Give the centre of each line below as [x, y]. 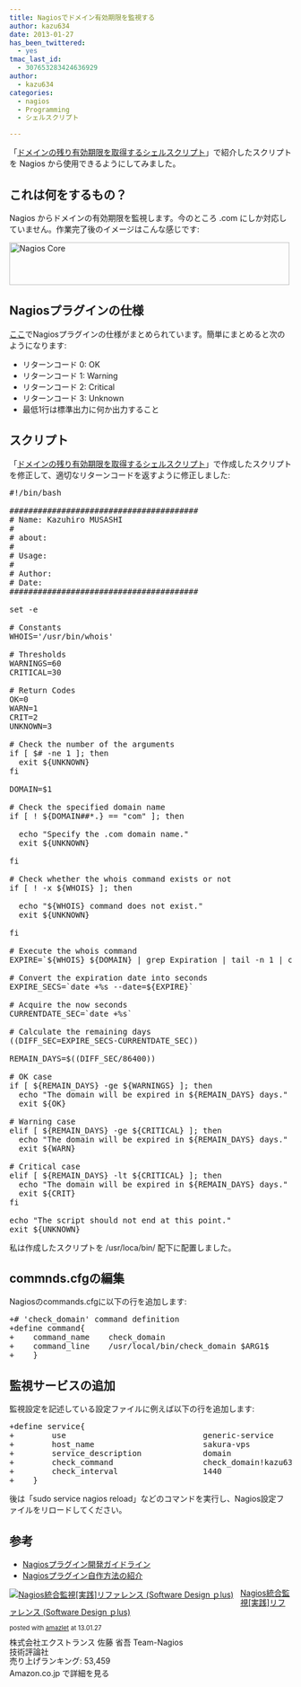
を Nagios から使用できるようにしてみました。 [95, 163]
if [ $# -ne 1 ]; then [59, 753]
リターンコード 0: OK [61, 364]
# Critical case [45, 1166]
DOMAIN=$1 [30, 789]
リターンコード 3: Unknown [73, 398]
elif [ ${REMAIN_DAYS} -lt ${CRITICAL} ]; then [116, 1175]
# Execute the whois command [73, 950]
